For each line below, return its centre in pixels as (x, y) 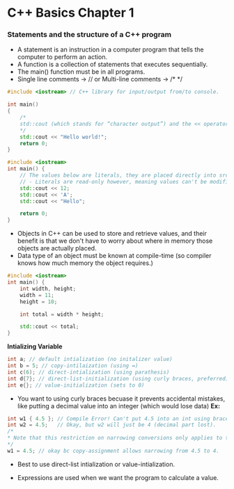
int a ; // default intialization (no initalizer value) (90, 360)
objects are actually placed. (57, 248)
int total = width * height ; (62, 314)
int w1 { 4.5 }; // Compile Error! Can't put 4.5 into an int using (109, 419)
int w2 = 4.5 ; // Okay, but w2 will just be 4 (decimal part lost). (112, 425)
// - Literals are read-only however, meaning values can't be (114, 182)
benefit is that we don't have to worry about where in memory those (115, 241)
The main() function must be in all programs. (81, 72)
